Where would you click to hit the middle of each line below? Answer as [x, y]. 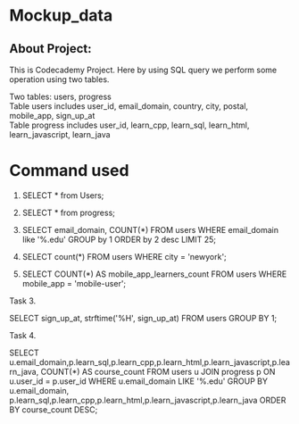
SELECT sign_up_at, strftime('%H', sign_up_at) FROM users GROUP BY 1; [143, 318]
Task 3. [23, 301]
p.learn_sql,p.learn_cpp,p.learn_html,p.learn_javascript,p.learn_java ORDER [148, 400]
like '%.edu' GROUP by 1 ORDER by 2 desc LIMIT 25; [119, 239]
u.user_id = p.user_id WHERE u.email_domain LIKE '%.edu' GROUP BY [138, 381]
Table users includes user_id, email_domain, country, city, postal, [129, 106]
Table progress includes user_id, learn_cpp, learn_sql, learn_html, [129, 125]
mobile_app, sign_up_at [52, 116]
